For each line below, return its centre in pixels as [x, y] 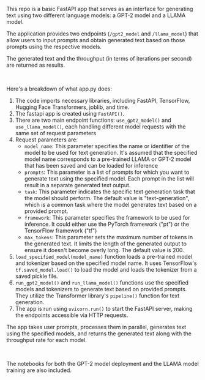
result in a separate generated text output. [77, 185]
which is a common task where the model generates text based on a [110, 205]
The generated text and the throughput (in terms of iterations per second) [99, 58]
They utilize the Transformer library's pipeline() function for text [97, 296]
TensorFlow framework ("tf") [61, 231]
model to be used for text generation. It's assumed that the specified [111, 153]
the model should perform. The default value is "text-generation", [107, 198]
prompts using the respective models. [54, 47]
